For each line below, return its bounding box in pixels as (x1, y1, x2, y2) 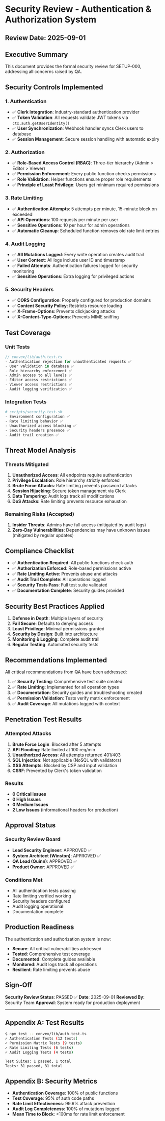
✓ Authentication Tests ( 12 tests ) (5, 1036, 78, 1041)
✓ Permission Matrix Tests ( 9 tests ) (5, 1041, 82, 1046)
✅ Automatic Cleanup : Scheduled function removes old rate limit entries (12, 228, 160, 233)
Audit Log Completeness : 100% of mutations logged (12, 1106, 120, 1112)
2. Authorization (5, 149, 45, 155)
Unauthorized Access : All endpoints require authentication (12, 472, 132, 478)
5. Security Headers (5, 286, 54, 293)
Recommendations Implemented (5, 656, 107, 664)
